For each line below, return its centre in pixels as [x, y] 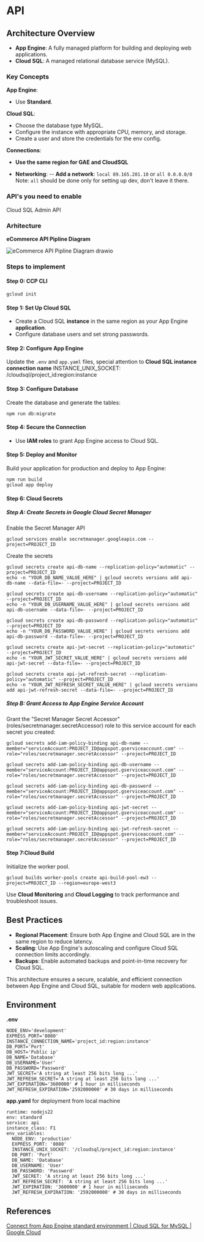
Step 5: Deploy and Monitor [42, 455]
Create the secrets [30, 556]
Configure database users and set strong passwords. [82, 335]
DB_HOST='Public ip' [33, 1052]
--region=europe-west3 [87, 883]
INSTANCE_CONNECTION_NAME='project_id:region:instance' [79, 1041]
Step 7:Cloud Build [30, 853]
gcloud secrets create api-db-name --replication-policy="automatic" [97, 567]
